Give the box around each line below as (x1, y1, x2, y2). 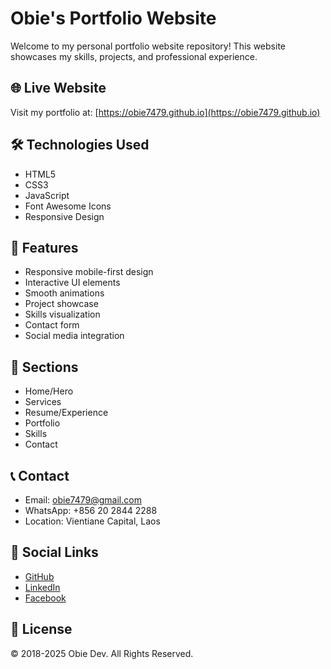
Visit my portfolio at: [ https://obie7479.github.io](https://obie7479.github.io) (10, 106, 321, 118)
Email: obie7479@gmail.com (24, 494, 142, 506)
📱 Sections (10, 358, 79, 376)
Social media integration (24, 330, 125, 342)
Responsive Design (24, 210, 105, 222)
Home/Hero (24, 385, 74, 397)
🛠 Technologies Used (10, 137, 150, 154)
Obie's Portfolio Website (10, 7, 217, 30)
